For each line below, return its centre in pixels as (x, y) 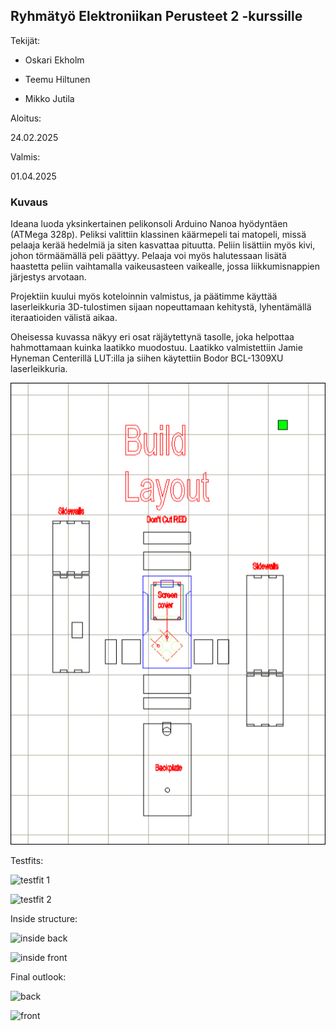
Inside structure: (44, 919)
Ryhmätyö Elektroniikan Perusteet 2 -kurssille (156, 16)
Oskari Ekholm (54, 60)
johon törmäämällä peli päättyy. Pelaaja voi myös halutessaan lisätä (148, 256)
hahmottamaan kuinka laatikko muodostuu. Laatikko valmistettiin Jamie (156, 348)
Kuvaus (29, 202)
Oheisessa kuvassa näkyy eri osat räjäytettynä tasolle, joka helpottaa (152, 337)
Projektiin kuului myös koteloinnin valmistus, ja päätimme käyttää (144, 296)
